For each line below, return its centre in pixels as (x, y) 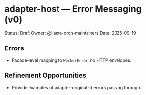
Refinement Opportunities (45, 76)
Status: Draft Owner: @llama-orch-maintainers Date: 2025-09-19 (70, 33)
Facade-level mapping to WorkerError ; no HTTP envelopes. (72, 60)
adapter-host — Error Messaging (73, 9)
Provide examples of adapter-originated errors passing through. (76, 87)
